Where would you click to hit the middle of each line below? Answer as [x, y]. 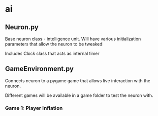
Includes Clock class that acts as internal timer [52, 53]
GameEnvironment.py [39, 69]
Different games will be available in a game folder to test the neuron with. [79, 95]
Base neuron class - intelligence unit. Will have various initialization [73, 39]
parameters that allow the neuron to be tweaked [54, 44]
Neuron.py [22, 27]
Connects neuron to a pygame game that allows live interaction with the [78, 81]
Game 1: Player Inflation [34, 108]
